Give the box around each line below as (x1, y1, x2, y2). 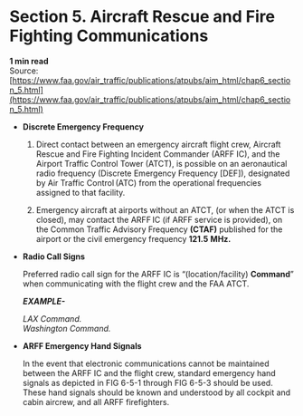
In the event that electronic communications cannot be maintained (22, 358, 270, 369)
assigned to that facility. (35, 187, 126, 198)
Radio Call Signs (22, 251, 86, 262)
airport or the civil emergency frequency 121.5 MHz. (35, 233, 232, 244)
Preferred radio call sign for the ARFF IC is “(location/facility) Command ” (22, 268, 294, 279)
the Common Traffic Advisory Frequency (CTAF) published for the (35, 224, 283, 235)
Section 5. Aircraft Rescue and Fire (9, 6, 276, 27)
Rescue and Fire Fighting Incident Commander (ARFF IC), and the (35, 148, 280, 160)
